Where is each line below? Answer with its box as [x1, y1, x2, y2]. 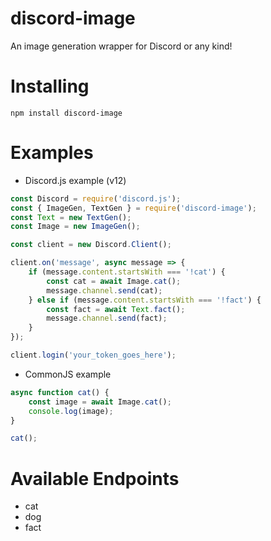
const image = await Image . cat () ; [28, 397, 172, 407]
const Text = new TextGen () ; [10, 212, 132, 222]
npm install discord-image [10, 108, 123, 118]
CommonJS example [24, 368, 112, 380]
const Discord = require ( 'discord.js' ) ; [10, 193, 182, 204]
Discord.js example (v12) [24, 174, 127, 186]
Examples [10, 142, 94, 164]
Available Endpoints [10, 467, 180, 490]
